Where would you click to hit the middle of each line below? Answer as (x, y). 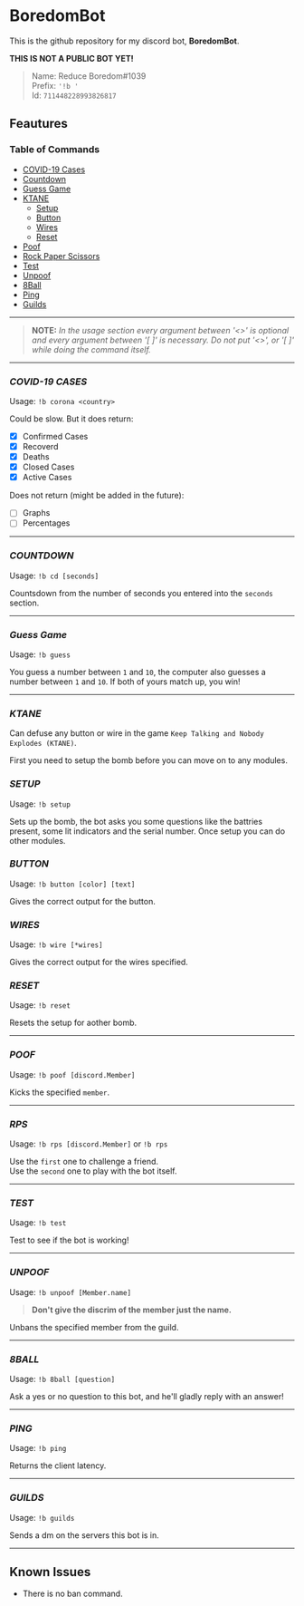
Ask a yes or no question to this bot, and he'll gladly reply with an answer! (147, 1396)
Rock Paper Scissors (61, 256)
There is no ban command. (73, 1594)
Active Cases (47, 478)
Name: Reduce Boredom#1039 (89, 76)
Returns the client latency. (58, 1466)
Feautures (38, 124)
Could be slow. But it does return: (71, 419)
